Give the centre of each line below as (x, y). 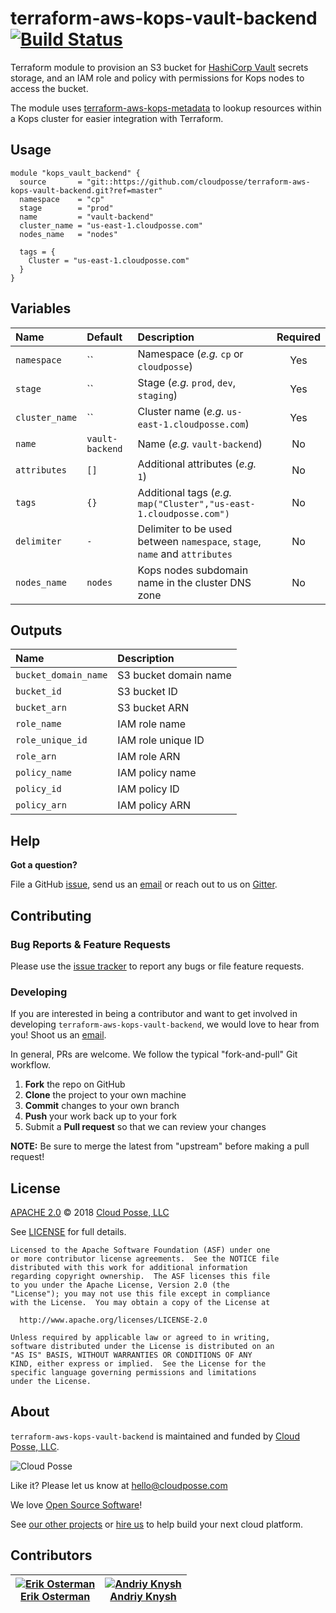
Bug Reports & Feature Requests (90, 944)
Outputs (36, 630)
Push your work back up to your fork (100, 1116)
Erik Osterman (55, 1596)
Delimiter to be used (185, 529)
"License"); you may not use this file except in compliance (140, 1293)
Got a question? (44, 865)
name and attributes (185, 554)
